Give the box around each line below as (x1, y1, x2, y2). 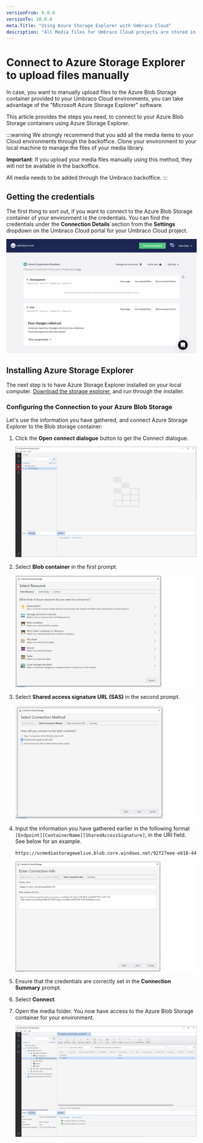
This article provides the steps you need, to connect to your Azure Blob (6, 113, 184, 120)
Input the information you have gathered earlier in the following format (14, 825, 190, 832)
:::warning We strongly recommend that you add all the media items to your (6, 131, 194, 139)
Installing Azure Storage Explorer (6, 365, 134, 375)
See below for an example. (14, 838, 82, 845)
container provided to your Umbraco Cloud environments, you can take (6, 95, 184, 102)
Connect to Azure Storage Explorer (6, 56, 185, 70)
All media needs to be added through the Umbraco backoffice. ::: (6, 174, 168, 182)
